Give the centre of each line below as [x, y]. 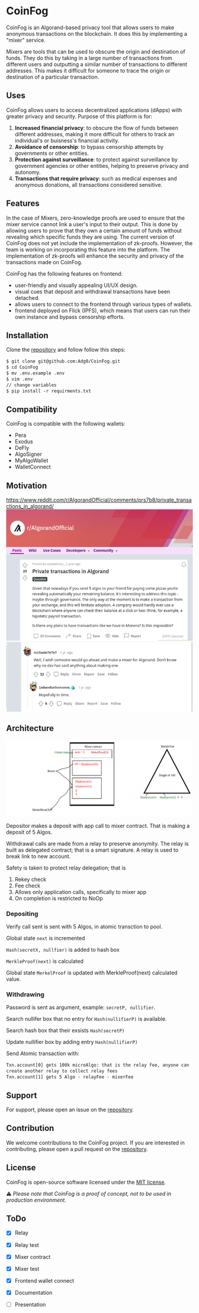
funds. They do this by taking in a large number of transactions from [89, 58]
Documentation [33, 1292]
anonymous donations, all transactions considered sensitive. [89, 185]
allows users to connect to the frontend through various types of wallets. [103, 304]
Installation [27, 335]
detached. [27, 298]
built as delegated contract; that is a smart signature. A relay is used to [92, 850]
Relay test [27, 1245]
